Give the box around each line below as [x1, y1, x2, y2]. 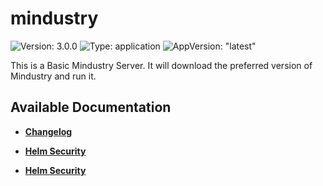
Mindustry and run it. [10, 70, 97, 82]
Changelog [24, 125, 73, 137]
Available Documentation [10, 99, 172, 116]
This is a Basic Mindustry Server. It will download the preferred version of [10, 59, 313, 71]
